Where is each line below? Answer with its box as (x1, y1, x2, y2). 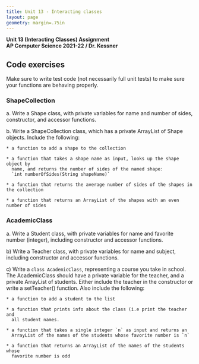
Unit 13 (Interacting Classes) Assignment (6, 36, 110, 43)
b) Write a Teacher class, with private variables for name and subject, (6, 248, 176, 255)
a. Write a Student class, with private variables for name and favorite (6, 230, 174, 237)
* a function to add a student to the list (6, 296, 116, 302)
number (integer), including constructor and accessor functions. (6, 236, 163, 243)
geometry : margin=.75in (6, 20, 65, 26)
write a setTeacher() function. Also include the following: (6, 284, 145, 292)
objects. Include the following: (6, 134, 80, 141)
